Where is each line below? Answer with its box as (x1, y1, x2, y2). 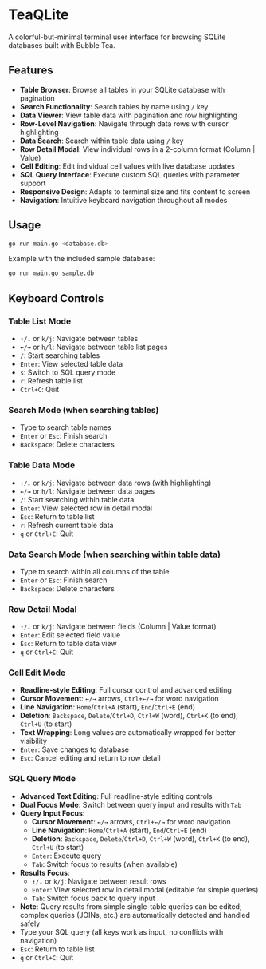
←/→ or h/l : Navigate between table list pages (19, 342, 168, 351)
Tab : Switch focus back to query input (31, 893, 155, 903)
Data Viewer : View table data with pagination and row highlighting (19, 110, 237, 120)
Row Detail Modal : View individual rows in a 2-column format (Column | (19, 144, 256, 153)
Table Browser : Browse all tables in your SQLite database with (19, 85, 225, 94)
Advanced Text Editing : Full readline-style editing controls (19, 791, 213, 800)
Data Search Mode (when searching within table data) (8, 549, 221, 560)
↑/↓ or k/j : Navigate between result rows (31, 876, 166, 886)
